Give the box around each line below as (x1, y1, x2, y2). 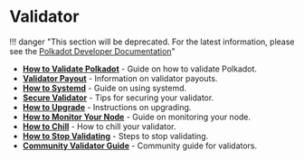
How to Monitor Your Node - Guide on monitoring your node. (22, 111, 252, 122)
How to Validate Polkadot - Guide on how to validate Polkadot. (22, 63, 258, 74)
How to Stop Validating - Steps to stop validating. (22, 130, 209, 141)
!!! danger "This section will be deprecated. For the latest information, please (9, 36, 296, 47)
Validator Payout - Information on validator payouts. (22, 72, 218, 83)
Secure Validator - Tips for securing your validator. (22, 92, 214, 103)
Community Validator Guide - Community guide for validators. (22, 140, 258, 151)
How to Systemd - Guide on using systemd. (22, 82, 187, 93)
